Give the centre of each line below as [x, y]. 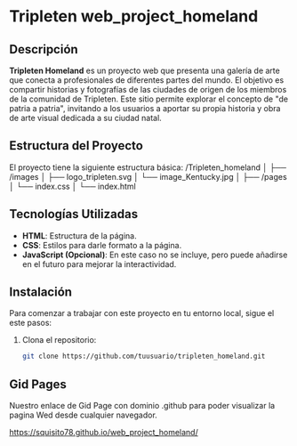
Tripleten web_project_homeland [134, 16]
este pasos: [30, 323]
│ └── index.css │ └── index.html [72, 186]
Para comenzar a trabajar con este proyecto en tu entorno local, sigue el [142, 313]
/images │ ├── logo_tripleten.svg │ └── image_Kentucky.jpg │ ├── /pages [148, 176]
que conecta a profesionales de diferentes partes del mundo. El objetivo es [147, 80]
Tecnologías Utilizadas [74, 214]
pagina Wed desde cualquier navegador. [83, 415]
